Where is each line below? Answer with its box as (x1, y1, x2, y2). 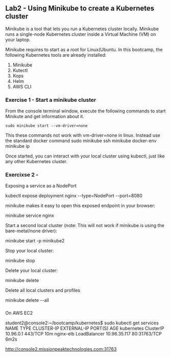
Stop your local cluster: (5, 248, 54, 254)
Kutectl (12, 67, 28, 73)
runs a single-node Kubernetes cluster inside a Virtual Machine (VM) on (5, 31, 156, 37)
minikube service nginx (5, 212, 55, 219)
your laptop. (5, 36, 31, 42)
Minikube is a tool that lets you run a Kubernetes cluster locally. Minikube (5, 26, 159, 32)
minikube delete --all (5, 297, 50, 303)
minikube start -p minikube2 (5, 238, 65, 244)
